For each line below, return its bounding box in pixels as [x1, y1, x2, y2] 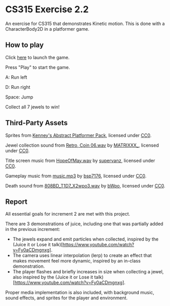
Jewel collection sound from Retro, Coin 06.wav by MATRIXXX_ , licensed [5, 142, 159, 148]
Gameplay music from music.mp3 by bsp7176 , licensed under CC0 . [5, 173, 147, 179]
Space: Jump [5, 93, 33, 100]
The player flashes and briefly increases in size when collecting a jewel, [12, 269, 164, 275]
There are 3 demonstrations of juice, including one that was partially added [5, 221, 163, 227]
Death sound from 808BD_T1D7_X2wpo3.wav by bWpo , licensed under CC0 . [5, 182, 165, 189]
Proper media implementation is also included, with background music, [5, 290, 155, 296]
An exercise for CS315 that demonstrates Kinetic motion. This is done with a [5, 20, 165, 27]
